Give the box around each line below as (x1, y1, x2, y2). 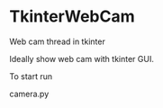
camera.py (9, 88, 50, 99)
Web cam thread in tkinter (9, 36, 105, 47)
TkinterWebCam (9, 6, 135, 27)
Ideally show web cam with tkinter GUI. (9, 53, 155, 64)
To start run (9, 70, 53, 82)
